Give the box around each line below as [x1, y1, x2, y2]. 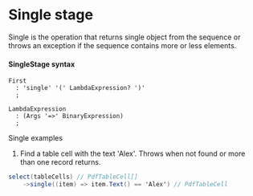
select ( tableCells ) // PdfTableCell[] [8, 173, 138, 182]
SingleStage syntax [8, 59, 75, 69]
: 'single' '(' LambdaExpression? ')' [15, 84, 146, 92]
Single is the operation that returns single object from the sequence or [8, 32, 241, 42]
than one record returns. [19, 157, 101, 167]
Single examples [8, 133, 63, 143]
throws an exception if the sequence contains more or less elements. [8, 40, 237, 50]
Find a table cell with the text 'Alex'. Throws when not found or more [19, 149, 246, 158]
